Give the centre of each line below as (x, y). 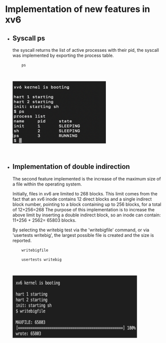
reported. (22, 240)
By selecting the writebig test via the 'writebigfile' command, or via (81, 230)
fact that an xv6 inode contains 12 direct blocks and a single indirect (82, 199)
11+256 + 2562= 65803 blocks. (44, 220)
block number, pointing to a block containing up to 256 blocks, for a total (87, 204)
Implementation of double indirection (71, 167)
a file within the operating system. (47, 184)
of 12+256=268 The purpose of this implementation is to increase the (83, 209)
